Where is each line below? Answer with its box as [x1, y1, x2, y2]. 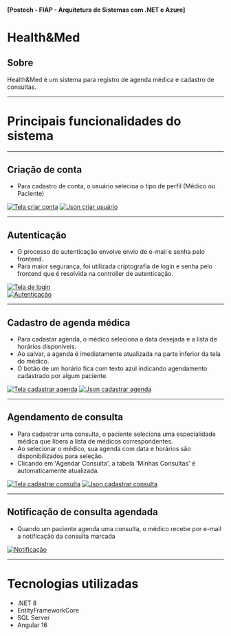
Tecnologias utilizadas [7, 576, 139, 591]
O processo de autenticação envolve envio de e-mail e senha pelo [16, 248, 205, 256]
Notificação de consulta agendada [7, 506, 158, 518]
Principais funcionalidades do [7, 113, 181, 129]
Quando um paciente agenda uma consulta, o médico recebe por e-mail [16, 524, 221, 533]
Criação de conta [7, 163, 82, 175]
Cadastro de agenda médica [7, 317, 131, 328]
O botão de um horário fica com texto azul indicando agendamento [16, 364, 208, 372]
